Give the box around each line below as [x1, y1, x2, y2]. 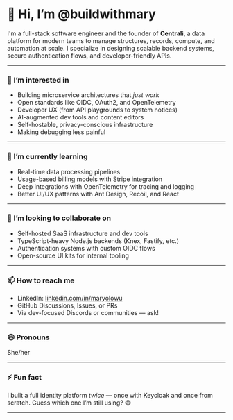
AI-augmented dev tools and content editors [17, 113, 144, 121]
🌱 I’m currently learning [7, 152, 88, 162]
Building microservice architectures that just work [17, 91, 159, 99]
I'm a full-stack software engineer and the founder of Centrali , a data [7, 29, 205, 37]
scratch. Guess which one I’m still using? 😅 [7, 398, 132, 407]
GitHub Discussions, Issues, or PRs [17, 301, 118, 310]
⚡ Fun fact [7, 373, 42, 383]
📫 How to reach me [7, 276, 75, 285]
